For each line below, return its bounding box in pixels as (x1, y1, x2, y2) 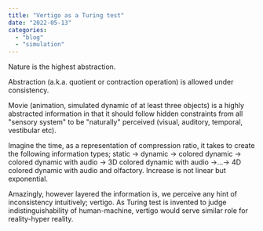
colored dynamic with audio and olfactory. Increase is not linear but (8, 166, 226, 175)
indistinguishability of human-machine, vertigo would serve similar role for (8, 206, 249, 215)
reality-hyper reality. (8, 215, 74, 224)
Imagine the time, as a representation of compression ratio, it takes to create (8, 141, 255, 150)
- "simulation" (15, 41, 65, 49)
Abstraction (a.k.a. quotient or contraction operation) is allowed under (8, 78, 234, 87)
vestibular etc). (8, 126, 57, 135)
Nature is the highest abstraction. (8, 62, 116, 71)
